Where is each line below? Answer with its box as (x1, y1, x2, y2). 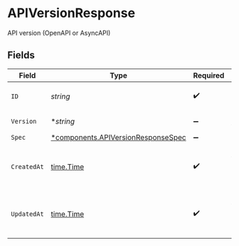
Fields (7, 49, 36, 61)
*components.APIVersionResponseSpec (51, 132, 186, 142)
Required (193, 70, 225, 80)
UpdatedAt (11, 210, 44, 218)
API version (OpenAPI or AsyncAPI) (7, 29, 111, 37)
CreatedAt (11, 163, 44, 170)
